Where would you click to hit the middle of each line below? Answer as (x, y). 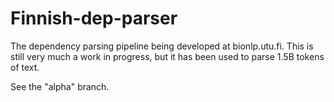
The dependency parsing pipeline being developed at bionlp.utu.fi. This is (162, 46)
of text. (25, 67)
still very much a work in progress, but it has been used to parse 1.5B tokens (167, 56)
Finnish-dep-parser (94, 18)
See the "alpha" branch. (60, 86)
